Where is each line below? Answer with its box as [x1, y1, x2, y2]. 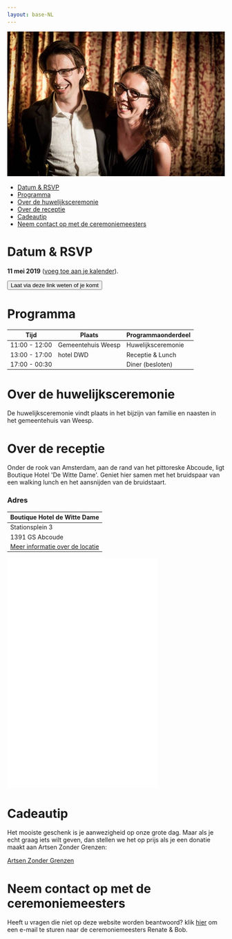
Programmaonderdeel [126, 331, 191, 339]
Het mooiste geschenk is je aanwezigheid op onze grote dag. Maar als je [7, 828, 214, 837]
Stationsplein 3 [10, 523, 53, 531]
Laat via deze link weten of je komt [10, 281, 99, 289]
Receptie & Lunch [126, 350, 177, 359]
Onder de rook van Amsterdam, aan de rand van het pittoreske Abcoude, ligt [7, 464, 224, 472]
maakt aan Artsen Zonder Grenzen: [7, 843, 107, 851]
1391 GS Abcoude [10, 533, 64, 541]
